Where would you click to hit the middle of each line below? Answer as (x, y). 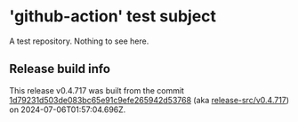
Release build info (60, 69)
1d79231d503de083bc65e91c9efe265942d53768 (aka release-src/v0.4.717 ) (149, 100)
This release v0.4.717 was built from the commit (97, 90)
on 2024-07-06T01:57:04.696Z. (68, 110)
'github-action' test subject (113, 16)
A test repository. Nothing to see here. (79, 41)
